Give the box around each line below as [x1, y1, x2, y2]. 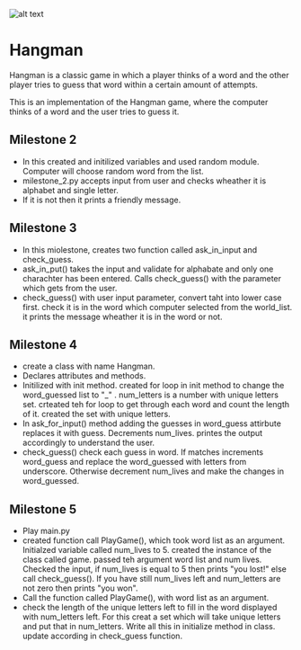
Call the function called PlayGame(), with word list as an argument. [22, 592, 270, 603]
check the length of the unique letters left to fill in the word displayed [22, 602, 278, 613]
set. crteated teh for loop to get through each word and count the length [22, 399, 290, 410]
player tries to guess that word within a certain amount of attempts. [9, 79, 259, 90]
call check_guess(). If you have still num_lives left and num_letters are [22, 574, 281, 584]
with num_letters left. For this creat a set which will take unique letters [22, 611, 281, 622]
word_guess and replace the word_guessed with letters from [22, 457, 247, 467]
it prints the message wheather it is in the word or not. [22, 311, 223, 322]
